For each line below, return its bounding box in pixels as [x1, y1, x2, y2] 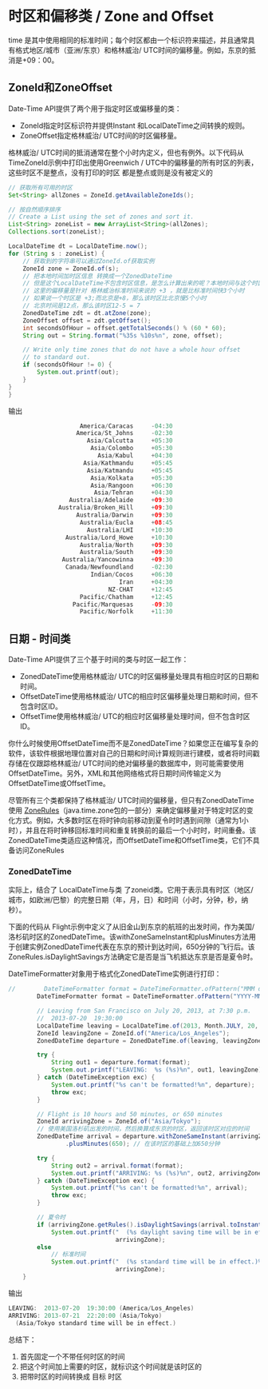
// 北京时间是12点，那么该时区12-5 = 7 [22, 301, 141, 309]
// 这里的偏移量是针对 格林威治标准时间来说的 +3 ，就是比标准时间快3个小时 [22, 287, 245, 295]
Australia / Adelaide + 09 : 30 [69, 497, 173, 505]
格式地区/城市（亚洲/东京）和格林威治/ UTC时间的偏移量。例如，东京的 [14, 45, 250, 54]
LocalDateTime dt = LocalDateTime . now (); [8, 242, 148, 250]
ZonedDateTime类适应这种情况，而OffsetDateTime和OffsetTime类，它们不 [8, 836, 253, 845]
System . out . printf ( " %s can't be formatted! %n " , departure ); [50, 1080, 255, 1088]
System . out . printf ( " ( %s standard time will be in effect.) [50, 1258, 259, 1266]
